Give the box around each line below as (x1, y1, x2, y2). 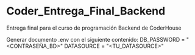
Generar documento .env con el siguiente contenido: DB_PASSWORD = (6, 36, 185, 43)
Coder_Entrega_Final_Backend (6, 4, 166, 18)
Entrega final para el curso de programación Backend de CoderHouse (6, 24, 182, 31)
